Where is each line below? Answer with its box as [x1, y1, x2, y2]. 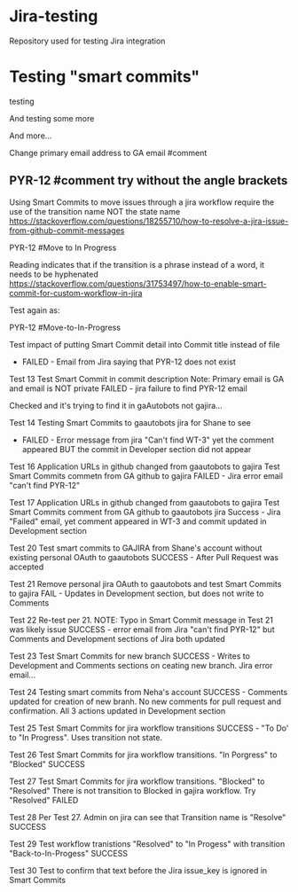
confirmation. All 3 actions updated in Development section [9, 705, 226, 716]
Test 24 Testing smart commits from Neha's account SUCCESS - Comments [9, 686, 288, 697]
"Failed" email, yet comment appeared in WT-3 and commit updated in [9, 516, 268, 527]
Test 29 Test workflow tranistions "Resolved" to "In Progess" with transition [9, 838, 286, 849]
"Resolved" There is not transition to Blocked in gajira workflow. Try [9, 785, 256, 795]
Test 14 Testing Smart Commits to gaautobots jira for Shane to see [9, 417, 251, 427]
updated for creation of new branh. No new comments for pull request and [9, 696, 282, 707]
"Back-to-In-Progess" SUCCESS [9, 848, 129, 858]
